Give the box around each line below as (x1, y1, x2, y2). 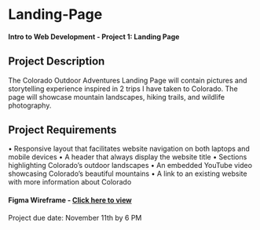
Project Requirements (8, 123, 117, 137)
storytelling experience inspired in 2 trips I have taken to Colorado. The (8, 84, 238, 93)
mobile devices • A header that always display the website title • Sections (8, 152, 247, 162)
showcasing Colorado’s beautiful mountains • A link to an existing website (8, 169, 247, 178)
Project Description (8, 55, 105, 68)
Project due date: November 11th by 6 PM (8, 213, 142, 222)
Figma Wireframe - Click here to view (8, 195, 132, 205)
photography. (8, 100, 52, 110)
